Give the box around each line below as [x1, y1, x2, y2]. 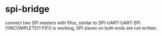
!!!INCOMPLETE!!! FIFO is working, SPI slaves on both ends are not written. [5, 25, 158, 31]
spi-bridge [5, 3, 50, 15]
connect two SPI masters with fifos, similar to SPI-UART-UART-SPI [5, 20, 141, 26]
